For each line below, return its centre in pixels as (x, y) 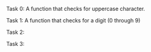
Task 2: (15, 32)
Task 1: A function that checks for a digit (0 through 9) (73, 20)
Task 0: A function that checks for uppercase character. (76, 9)
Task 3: (15, 44)
